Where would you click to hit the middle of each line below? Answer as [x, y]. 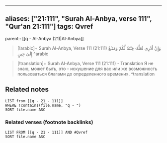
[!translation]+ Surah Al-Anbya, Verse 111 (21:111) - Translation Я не [85, 63]
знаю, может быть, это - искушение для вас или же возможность [87, 69]
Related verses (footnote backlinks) [49, 122]
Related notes [27, 90]
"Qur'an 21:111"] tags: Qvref [49, 27]
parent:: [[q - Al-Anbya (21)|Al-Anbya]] [44, 38]
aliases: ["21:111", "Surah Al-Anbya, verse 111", [79, 19]
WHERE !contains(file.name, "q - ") [43, 105]
